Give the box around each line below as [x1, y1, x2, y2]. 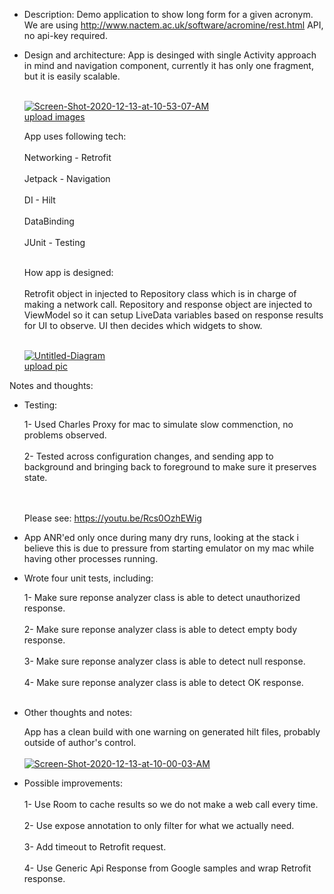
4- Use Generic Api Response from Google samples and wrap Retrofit [23, 862, 312, 874]
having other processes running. [23, 553, 159, 564]
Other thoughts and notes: [23, 707, 133, 718]
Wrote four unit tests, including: [23, 572, 154, 584]
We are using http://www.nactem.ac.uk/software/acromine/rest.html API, [23, 19, 324, 31]
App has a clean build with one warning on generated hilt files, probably [23, 726, 321, 738]
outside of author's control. [23, 737, 137, 748]
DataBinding [23, 215, 75, 227]
